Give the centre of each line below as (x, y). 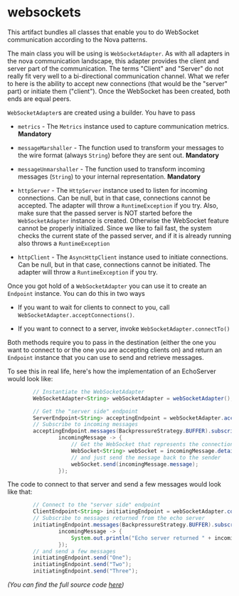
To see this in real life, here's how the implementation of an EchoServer (112, 371)
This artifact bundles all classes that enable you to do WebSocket (103, 32)
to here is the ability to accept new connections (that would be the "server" (117, 83)
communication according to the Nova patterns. (78, 39)
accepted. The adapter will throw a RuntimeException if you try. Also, (118, 205)
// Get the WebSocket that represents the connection (152, 445)
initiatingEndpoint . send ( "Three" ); (86, 571)
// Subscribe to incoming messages (86, 425)
